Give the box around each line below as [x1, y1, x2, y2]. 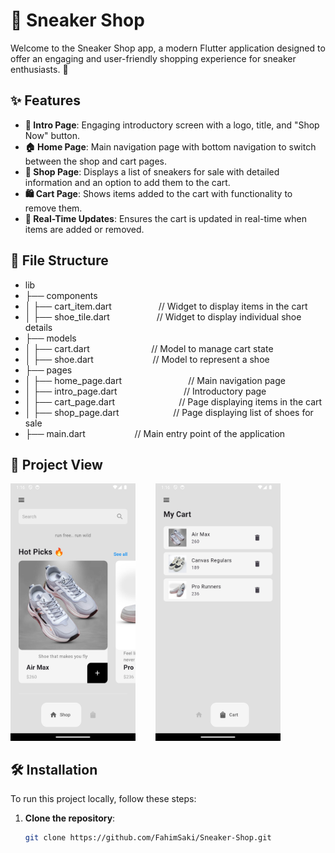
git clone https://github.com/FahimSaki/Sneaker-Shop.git [24, 833, 272, 843]
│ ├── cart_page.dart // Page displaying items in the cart [24, 395, 323, 408]
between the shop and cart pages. [24, 155, 167, 167]
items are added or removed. [24, 223, 145, 235]
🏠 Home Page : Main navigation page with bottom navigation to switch [24, 140, 317, 153]
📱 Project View [10, 456, 103, 473]
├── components [24, 289, 98, 301]
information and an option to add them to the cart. [24, 176, 231, 188]
